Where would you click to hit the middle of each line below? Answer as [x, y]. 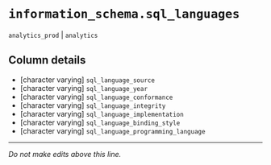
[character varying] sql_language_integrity [93, 105]
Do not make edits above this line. [65, 154]
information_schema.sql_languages [124, 14]
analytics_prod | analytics [53, 35]
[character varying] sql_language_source [88, 80]
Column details [47, 60]
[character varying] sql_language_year [83, 88]
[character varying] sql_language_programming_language [113, 130]
